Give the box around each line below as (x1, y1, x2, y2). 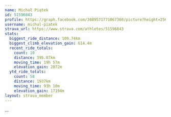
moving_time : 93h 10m (14, 83, 60, 88)
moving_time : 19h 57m (14, 60, 60, 65)
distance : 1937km (14, 79, 51, 84)
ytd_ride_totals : (9, 69, 46, 75)
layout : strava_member (5, 93, 53, 98)
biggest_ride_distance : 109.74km (9, 36, 81, 41)
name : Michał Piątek (5, 7, 49, 13)
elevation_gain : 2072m (14, 64, 62, 69)
